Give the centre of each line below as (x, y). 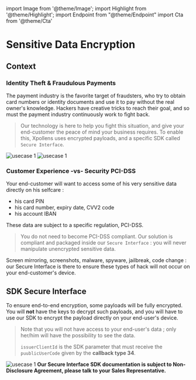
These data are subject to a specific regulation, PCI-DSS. (75, 225)
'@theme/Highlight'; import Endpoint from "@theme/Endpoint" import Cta (95, 15)
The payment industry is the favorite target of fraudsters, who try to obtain (96, 96)
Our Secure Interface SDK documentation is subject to (104, 364)
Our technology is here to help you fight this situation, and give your (102, 125)
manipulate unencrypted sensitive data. (68, 249)
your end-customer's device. (41, 273)
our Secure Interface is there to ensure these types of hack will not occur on (98, 267)
